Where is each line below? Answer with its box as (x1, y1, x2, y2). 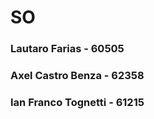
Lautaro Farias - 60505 (10, 42, 125, 56)
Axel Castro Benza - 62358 (10, 69, 145, 83)
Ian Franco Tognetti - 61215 (10, 95, 145, 109)
